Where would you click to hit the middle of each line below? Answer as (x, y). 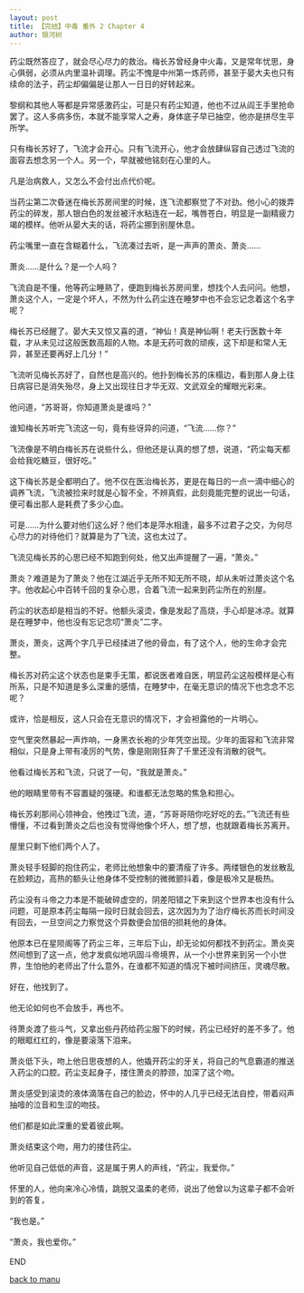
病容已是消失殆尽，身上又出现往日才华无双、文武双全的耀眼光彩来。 (144, 386)
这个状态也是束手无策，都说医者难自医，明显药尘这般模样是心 (171, 676)
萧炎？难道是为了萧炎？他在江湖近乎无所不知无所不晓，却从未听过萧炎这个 (148, 578)
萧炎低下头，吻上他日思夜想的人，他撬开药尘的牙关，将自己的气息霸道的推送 (152, 1061)
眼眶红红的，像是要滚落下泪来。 (76, 1040)
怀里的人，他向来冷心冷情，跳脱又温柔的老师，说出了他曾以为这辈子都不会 (148, 1189)
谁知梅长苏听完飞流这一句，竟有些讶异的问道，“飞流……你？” (123, 428)
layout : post (34, 18)
